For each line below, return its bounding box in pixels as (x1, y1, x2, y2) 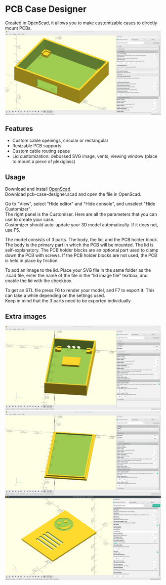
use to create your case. (5, 216, 55, 223)
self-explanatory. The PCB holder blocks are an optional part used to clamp (5, 247, 159, 253)
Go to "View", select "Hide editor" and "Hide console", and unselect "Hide (5, 201, 156, 207)
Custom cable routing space (12, 148, 70, 154)
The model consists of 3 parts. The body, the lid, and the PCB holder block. (5, 237, 159, 243)
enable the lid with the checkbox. (5, 278, 73, 284)
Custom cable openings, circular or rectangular (12, 137, 109, 144)
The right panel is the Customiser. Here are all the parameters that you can (5, 211, 157, 217)
